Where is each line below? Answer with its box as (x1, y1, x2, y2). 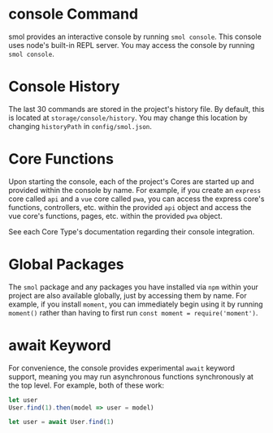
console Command (8, 5, 139, 24)
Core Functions (8, 150, 114, 169)
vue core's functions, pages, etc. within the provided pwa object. (8, 211, 223, 221)
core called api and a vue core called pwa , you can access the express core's (8, 194, 265, 204)
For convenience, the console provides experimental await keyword (8, 362, 236, 373)
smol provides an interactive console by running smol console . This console (8, 32, 262, 41)
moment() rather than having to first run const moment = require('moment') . (8, 307, 258, 317)
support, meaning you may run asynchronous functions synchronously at (8, 371, 254, 381)
